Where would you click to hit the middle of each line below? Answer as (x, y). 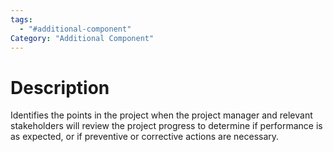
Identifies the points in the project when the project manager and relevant (161, 115)
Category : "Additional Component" (82, 38)
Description (60, 87)
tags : (21, 19)
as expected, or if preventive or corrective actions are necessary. (145, 137)
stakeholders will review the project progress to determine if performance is (166, 126)
